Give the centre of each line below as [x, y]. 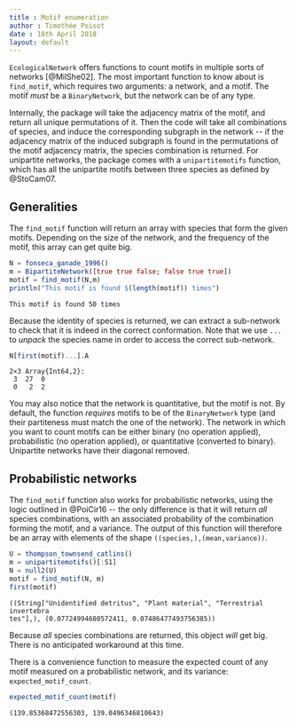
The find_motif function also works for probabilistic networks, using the [141, 500]
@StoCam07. [33, 179]
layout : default [39, 42]
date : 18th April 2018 [53, 34]
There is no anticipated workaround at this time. [97, 644]
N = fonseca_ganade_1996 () [59, 264]
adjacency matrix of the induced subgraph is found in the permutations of [144, 141]
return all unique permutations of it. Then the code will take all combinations [148, 122]
